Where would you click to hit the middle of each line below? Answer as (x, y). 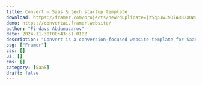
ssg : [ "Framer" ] (26, 45)
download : (19, 17)
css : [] (16, 51)
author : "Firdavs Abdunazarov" (45, 28)
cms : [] (16, 62)
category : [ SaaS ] (28, 67)
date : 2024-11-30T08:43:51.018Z (47, 34)
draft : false (23, 73)
